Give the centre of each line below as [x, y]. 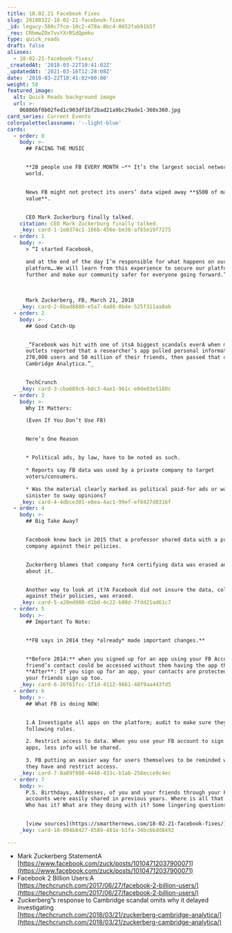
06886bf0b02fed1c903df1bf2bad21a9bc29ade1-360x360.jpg [100, 110]
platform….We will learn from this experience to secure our [115, 268]
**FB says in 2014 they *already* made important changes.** [115, 640]
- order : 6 [29, 691]
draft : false [26, 46]
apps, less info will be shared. [74, 748]
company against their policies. [74, 546]
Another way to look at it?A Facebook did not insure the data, [120, 590]
